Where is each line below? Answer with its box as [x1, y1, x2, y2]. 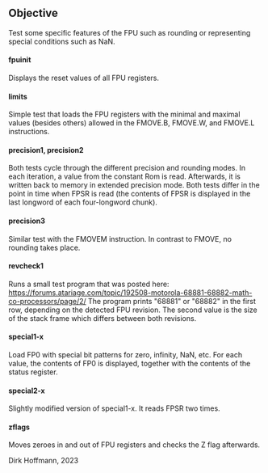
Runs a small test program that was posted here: [8, 279, 170, 289]
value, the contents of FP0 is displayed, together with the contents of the [8, 359, 251, 369]
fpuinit [8, 55, 31, 65]
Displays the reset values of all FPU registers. [8, 73, 160, 83]
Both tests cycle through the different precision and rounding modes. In [8, 163, 246, 173]
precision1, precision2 [8, 145, 84, 154]
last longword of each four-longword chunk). [8, 197, 157, 207]
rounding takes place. [8, 243, 81, 252]
